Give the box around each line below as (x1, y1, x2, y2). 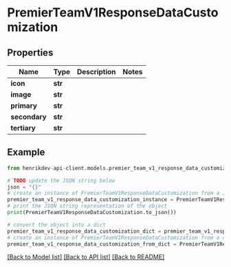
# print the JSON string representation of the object (7, 202, 168, 210)
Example (7, 146, 45, 159)
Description (76, 67, 116, 76)
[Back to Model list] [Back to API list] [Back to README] (7, 253, 165, 262)
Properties (7, 47, 54, 58)
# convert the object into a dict (7, 221, 107, 228)
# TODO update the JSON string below (7, 177, 115, 184)
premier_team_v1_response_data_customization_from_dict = (7, 240, 177, 248)
